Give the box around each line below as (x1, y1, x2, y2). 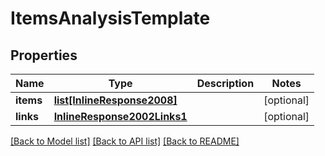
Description (196, 77, 255, 90)
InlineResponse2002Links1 (53, 110, 188, 123)
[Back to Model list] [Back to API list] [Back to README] (10, 135, 240, 147)
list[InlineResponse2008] (53, 93, 178, 107)
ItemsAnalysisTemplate (10, 7, 211, 30)
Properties (10, 47, 78, 64)
